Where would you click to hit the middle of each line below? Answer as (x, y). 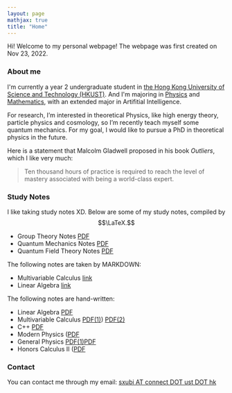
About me (24, 72)
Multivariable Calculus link (55, 278)
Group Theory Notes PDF (53, 236)
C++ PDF (30, 326)
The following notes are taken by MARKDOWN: (74, 264)
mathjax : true (28, 20)
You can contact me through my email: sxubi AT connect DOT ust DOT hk (112, 382)
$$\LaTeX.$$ (116, 222)
